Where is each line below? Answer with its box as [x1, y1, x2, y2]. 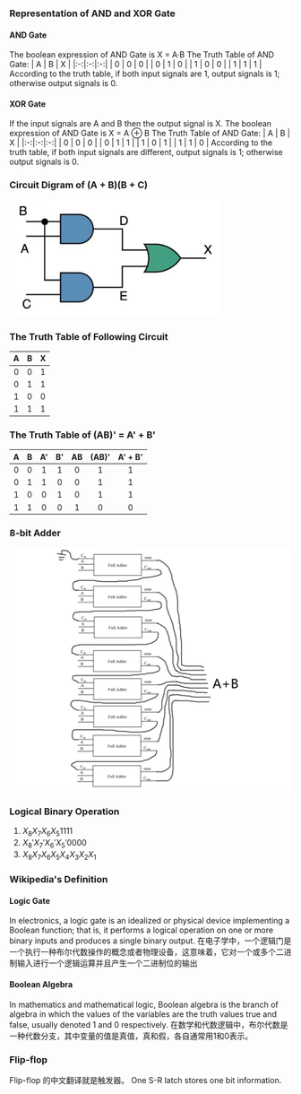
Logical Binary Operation [9, 805, 120, 818]
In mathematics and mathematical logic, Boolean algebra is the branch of [9, 999, 279, 1010]
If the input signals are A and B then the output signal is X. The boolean [9, 118, 271, 129]
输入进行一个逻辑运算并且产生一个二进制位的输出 [16, 958, 198, 968]
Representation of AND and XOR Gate [9, 7, 176, 20]
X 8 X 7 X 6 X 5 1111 [21, 825, 73, 838]
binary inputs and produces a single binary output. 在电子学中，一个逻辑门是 [9, 935, 292, 946]
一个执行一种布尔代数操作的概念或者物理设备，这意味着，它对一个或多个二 [9, 947, 284, 958]
